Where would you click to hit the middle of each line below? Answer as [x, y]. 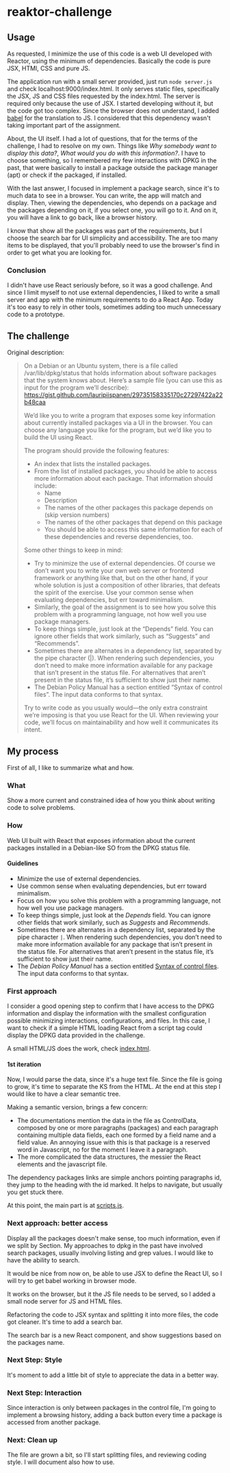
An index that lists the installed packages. [93, 464]
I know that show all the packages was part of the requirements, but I [105, 231]
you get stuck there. [35, 1192]
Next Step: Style [35, 1360]
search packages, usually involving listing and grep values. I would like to [110, 1253]
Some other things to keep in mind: [73, 550]
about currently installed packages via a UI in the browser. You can [118, 423]
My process [33, 751]
